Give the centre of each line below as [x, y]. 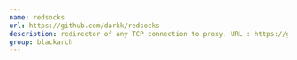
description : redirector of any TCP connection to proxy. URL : [130, 34]
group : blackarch [41, 42]
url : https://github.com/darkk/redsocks [85, 26]
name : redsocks [37, 17]
